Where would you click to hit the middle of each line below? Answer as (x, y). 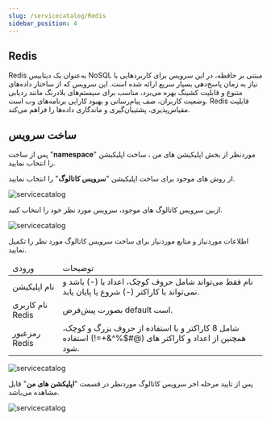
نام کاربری (30, 305)
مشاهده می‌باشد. (34, 393)
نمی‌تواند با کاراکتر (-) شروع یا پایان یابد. (131, 292)
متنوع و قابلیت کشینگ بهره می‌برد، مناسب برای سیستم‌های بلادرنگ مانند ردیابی (126, 93)
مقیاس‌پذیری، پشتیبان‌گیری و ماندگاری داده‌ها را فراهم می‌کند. (100, 110)
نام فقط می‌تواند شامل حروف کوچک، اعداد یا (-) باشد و (158, 281)
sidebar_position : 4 (43, 23)
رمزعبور (27, 333)
